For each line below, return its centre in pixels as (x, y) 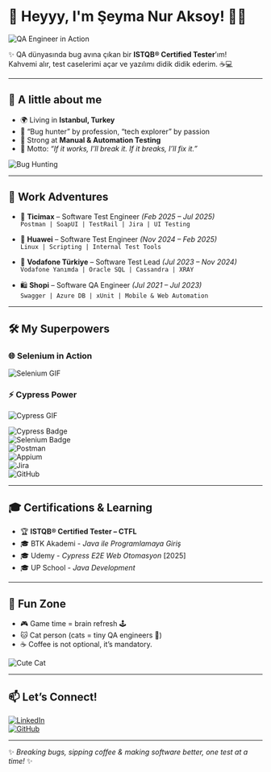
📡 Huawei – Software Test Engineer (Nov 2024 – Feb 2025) (119, 239)
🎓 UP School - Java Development (77, 568)
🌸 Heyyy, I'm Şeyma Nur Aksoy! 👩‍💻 (128, 17)
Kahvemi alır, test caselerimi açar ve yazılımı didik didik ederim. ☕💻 (121, 64)
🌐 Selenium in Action (50, 355)
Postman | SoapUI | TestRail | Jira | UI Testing (105, 224)
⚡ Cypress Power (43, 395)
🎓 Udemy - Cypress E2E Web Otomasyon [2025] (103, 556)
